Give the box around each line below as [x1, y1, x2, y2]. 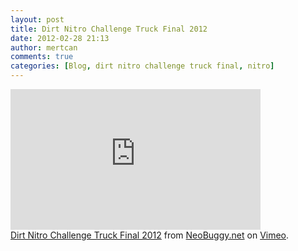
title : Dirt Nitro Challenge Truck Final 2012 [10, 24, 208, 34]
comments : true [10, 52, 74, 62]
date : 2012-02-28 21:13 [10, 33, 110, 43]
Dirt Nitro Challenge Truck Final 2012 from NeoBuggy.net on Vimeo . [10, 229, 290, 241]
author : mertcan [10, 42, 78, 53]
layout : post [10, 14, 65, 25]
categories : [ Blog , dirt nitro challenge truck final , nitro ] [10, 61, 275, 71]
